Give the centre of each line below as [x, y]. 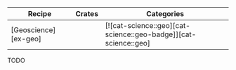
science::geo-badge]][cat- [151, 34]
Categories [165, 14]
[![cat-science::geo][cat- [148, 26]
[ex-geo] [26, 39]
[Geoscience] [33, 30]
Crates [87, 14]
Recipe [40, 14]
